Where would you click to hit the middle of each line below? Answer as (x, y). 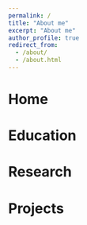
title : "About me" (38, 23)
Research (40, 172)
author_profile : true (44, 38)
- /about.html (38, 60)
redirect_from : (33, 45)
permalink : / (30, 16)
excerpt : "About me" (42, 30)
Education (42, 136)
